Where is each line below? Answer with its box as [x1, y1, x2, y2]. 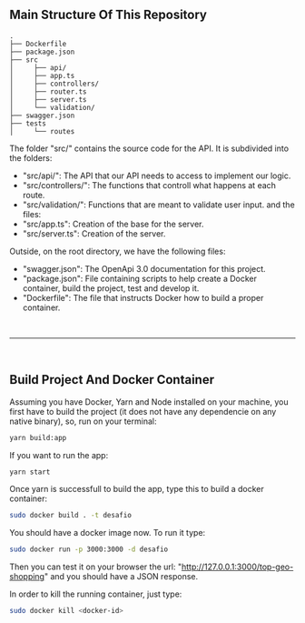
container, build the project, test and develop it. [22, 282, 200, 294]
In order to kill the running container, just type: [9, 588, 182, 599]
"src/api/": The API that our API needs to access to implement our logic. [22, 170, 291, 181]
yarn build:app [9, 433, 67, 442]
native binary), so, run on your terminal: [9, 416, 157, 427]
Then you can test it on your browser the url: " [9, 561, 182, 572]
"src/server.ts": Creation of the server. [22, 227, 166, 239]
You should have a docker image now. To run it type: [9, 528, 206, 538]
